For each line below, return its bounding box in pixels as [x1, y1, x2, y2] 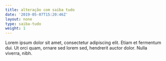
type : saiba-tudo [5, 21, 41, 26]
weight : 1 [5, 26, 26, 31]
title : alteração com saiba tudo [5, 7, 75, 12]
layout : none [5, 16, 32, 21]
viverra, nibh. [5, 50, 32, 56]
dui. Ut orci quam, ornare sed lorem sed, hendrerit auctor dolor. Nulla [5, 45, 147, 51]
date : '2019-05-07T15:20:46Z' [5, 12, 68, 17]
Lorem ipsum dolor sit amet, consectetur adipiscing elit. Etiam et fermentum [5, 39, 161, 45]
